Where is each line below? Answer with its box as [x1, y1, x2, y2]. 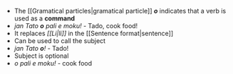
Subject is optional [14, 51, 69, 60]
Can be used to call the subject [14, 37, 105, 45]
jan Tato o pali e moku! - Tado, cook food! [14, 22, 138, 30]
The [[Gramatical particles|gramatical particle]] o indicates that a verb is [14, 7, 227, 15]
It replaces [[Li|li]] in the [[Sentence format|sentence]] [14, 29, 174, 37]
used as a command [14, 14, 76, 23]
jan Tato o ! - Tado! [14, 44, 69, 52]
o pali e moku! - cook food [14, 59, 93, 67]
